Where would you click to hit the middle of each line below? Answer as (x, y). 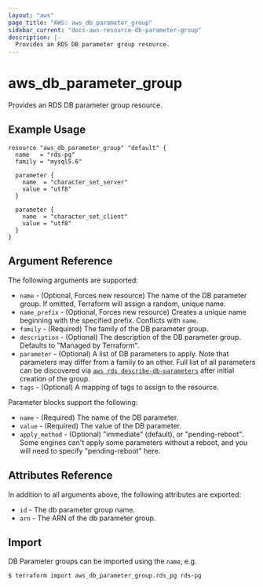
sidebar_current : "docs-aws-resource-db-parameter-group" (105, 30)
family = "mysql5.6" (49, 162)
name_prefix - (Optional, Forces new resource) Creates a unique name (133, 312)
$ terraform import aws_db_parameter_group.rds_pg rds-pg (105, 576)
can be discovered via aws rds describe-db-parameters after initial (127, 370)
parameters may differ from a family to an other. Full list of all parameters (137, 362)
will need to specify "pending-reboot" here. (90, 450)
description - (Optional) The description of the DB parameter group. (130, 337)
